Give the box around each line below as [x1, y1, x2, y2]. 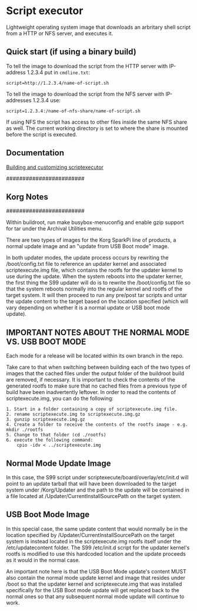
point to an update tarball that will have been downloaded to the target [6, 480, 176, 487]
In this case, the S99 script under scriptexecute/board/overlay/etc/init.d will [6, 474, 189, 480]
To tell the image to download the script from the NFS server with [6, 90, 165, 98]
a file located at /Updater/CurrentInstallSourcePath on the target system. [6, 493, 182, 499]
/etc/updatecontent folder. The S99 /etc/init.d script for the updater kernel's [6, 544, 190, 551]
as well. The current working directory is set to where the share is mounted [6, 125, 188, 132]
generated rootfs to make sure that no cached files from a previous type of [6, 382, 187, 389]
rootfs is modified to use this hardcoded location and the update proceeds [6, 550, 186, 557]
